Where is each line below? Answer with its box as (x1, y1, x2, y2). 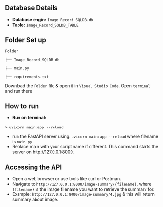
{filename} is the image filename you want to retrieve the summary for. (12, 186, 155, 192)
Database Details (5, 4, 58, 12)
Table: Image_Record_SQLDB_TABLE (12, 22, 79, 28)
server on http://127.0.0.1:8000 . (12, 149, 74, 155)
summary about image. (12, 196, 59, 203)
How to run (5, 102, 39, 111)
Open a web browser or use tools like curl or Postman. (12, 176, 122, 182)
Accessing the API (5, 163, 62, 171)
